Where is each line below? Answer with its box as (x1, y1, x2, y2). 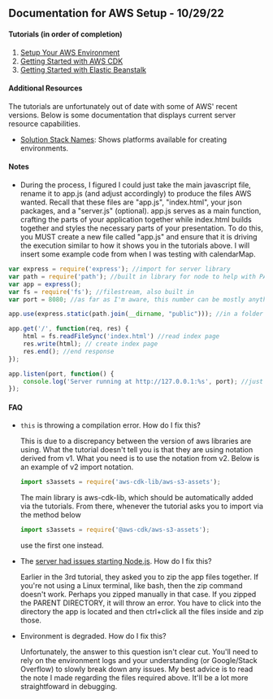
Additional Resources (8, 83, 83, 93)
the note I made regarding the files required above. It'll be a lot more (19, 673, 249, 683)
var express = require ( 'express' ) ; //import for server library (8, 265, 231, 273)
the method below (19, 510, 81, 520)
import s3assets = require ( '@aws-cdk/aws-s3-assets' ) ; (19, 525, 210, 534)
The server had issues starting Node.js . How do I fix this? (19, 556, 212, 566)
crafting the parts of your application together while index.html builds (19, 215, 252, 224)
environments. (19, 143, 69, 153)
